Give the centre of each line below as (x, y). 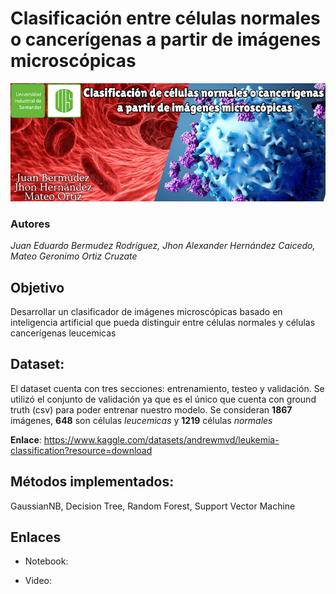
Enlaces (36, 537)
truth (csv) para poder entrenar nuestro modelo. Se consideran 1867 (151, 409)
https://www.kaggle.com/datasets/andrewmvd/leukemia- (161, 439)
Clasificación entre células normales (165, 18)
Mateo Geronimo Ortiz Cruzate (74, 256)
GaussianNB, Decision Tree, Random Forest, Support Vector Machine (153, 506)
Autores (30, 224)
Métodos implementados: (92, 482)
